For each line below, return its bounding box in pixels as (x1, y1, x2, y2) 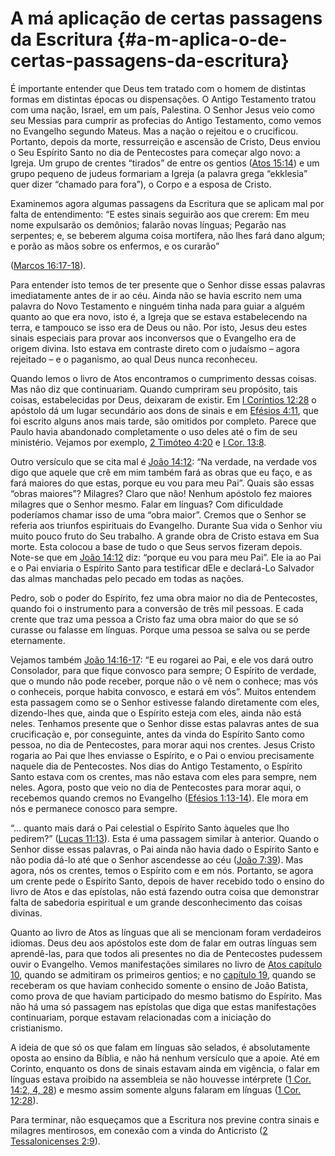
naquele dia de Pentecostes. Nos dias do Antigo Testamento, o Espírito (10, 760, 303, 772)
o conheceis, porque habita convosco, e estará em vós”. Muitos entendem (10, 685, 317, 697)
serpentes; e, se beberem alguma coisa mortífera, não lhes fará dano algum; (10, 229, 326, 241)
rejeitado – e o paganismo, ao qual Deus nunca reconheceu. (10, 353, 258, 365)
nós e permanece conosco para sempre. (10, 802, 178, 814)
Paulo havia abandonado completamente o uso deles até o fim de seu (10, 425, 298, 437)
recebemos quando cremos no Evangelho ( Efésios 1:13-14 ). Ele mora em (10, 792, 309, 804)
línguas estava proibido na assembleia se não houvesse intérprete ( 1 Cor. (10, 1073, 312, 1085)
